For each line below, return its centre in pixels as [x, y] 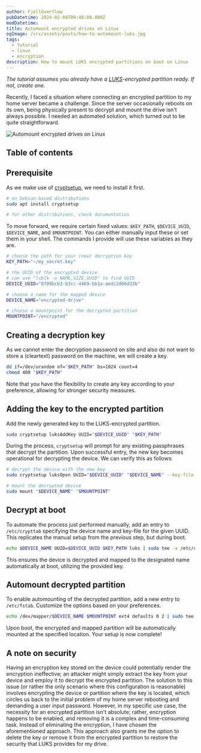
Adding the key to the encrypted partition [85, 409]
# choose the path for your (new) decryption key [69, 256]
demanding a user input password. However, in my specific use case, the [96, 706]
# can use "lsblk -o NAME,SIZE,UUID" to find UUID [71, 278]
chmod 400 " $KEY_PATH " [34, 372]
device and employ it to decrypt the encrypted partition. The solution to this [99, 681]
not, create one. [26, 85]
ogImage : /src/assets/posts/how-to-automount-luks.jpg [76, 34]
